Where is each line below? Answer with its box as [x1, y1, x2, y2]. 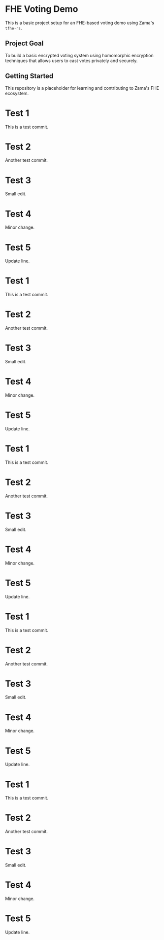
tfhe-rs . [5, 25, 22, 31]
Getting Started [5, 72, 54, 80]
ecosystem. [5, 90, 29, 96]
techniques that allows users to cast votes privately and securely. [5, 58, 138, 64]
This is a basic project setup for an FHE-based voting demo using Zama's [5, 20, 154, 26]
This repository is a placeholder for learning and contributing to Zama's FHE [5, 85, 159, 91]
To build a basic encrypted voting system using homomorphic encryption [5, 52, 154, 58]
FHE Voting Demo [5, 3, 78, 15]
